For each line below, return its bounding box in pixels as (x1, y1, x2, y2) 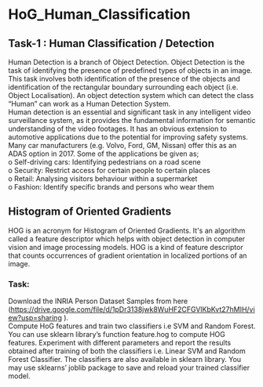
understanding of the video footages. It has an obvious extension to (8, 124, 228, 133)
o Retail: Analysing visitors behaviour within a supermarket (8, 174, 198, 183)
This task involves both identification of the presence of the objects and (8, 74, 241, 83)
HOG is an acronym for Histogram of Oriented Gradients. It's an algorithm (8, 226, 246, 235)
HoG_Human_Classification (8, 5, 191, 24)
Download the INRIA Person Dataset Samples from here (8, 296, 188, 306)
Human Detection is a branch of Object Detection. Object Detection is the (8, 57, 246, 67)
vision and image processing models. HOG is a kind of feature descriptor (8, 242, 243, 251)
